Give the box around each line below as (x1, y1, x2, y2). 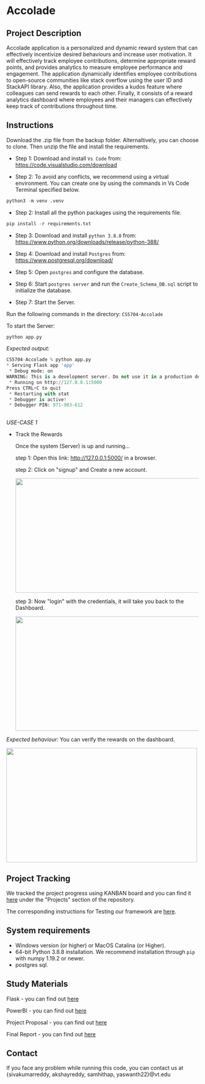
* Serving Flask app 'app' (6, 363, 75, 369)
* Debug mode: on (9, 368, 53, 374)
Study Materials (6, 979, 68, 989)
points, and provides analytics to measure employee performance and (6, 63, 183, 71)
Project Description (6, 28, 82, 38)
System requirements (6, 925, 90, 936)
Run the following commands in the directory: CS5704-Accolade (6, 310, 164, 317)
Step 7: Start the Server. (15, 298, 76, 306)
